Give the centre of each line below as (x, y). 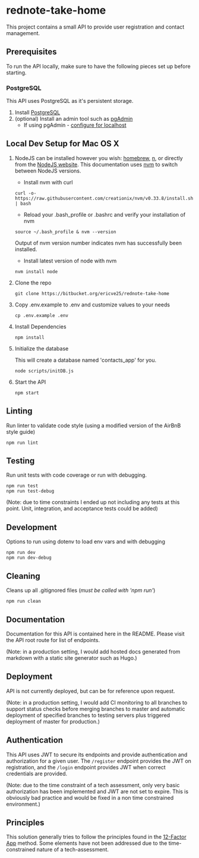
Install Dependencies (40, 326)
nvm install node (36, 271)
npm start (27, 393)
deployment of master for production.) (53, 721)
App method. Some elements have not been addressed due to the (87, 843)
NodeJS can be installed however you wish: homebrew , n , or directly (99, 158)
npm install (29, 337)
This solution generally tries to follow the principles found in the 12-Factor (96, 837)
